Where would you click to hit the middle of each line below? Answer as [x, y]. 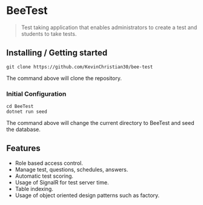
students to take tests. [49, 33]
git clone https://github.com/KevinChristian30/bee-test [80, 67]
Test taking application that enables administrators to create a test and [109, 27]
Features [23, 148]
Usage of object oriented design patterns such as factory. [87, 195]
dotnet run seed [27, 112]
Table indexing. [34, 189]
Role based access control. [49, 163]
